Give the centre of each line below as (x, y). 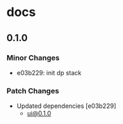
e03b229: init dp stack (49, 72)
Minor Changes (33, 58)
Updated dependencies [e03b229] (66, 106)
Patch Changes (33, 91)
